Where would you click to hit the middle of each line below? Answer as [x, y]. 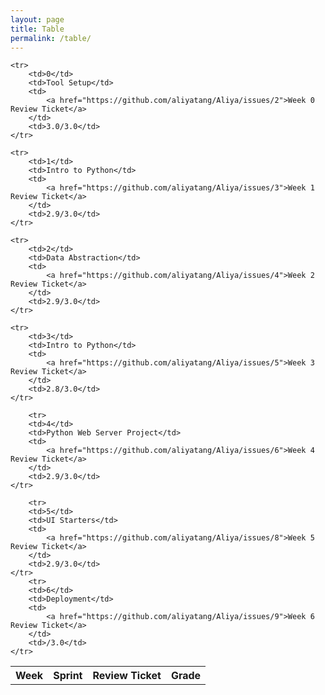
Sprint [68, 676]
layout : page [37, 19]
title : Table [37, 29]
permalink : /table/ [51, 38]
